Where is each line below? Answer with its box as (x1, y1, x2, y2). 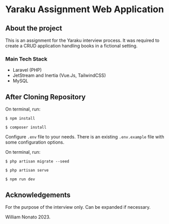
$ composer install (5, 125, 47, 130)
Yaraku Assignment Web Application (5, 4, 164, 15)
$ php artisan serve (5, 168, 49, 173)
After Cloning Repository (5, 93, 86, 101)
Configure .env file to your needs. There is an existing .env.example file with (5, 134, 164, 140)
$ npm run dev (5, 177, 36, 182)
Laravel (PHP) (12, 67, 42, 73)
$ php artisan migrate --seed (5, 159, 70, 164)
